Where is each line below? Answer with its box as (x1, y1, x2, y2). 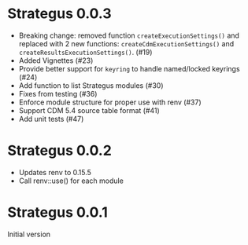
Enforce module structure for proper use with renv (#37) (18, 97, 202, 107)
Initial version (7, 229, 51, 239)
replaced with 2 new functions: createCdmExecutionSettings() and (18, 38, 235, 48)
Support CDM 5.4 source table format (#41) (18, 105, 161, 115)
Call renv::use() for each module (18, 176, 124, 185)
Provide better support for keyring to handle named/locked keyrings (18, 64, 241, 73)
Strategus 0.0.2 (7, 142, 112, 159)
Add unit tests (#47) (18, 114, 84, 123)
